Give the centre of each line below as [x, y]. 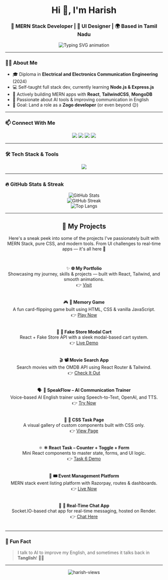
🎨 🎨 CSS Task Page [84, 420]
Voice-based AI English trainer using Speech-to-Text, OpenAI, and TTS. [84, 397]
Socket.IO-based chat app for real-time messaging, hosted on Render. [84, 511]
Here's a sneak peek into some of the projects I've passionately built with [84, 238]
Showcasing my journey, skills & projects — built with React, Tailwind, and [84, 274]
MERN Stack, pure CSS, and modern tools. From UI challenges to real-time [84, 244]
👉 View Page [84, 431]
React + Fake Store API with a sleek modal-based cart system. [84, 337]
